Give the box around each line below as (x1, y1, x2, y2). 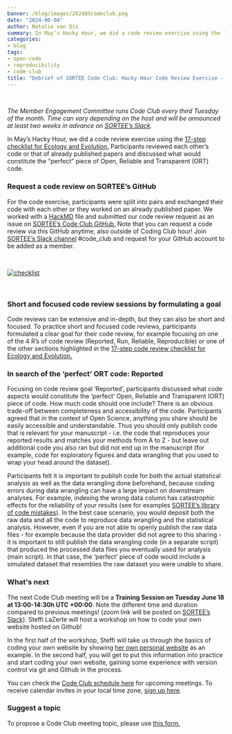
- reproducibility (7, 62, 60, 69)
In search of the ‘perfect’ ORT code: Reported (7, 368, 164, 378)
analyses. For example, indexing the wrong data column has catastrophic (7, 494, 215, 502)
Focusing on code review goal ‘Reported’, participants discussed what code (7, 385, 223, 393)
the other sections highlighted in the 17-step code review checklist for (7, 344, 206, 352)
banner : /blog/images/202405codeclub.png (7, 10, 128, 17)
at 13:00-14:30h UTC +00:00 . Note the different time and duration (7, 600, 198, 609)
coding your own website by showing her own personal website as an (7, 643, 206, 652)
